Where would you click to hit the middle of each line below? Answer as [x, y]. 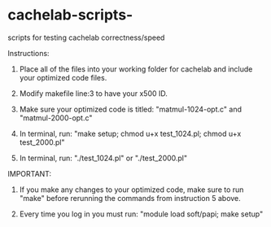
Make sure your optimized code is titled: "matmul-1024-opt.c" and [130, 109]
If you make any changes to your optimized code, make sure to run [131, 190]
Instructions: [28, 53]
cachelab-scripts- [70, 15]
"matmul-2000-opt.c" [56, 118]
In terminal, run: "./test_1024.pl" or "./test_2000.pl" [103, 158]
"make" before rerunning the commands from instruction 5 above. [130, 198]
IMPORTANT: [30, 173]
